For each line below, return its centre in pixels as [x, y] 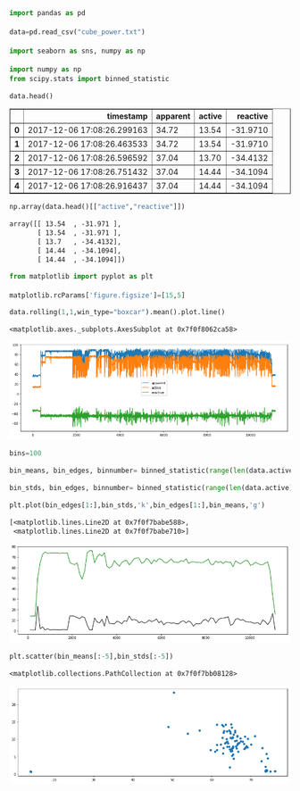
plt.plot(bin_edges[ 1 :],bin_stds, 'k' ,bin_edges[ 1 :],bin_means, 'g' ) [137, 505]
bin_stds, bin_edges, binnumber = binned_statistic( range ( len [125, 487]
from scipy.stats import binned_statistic [89, 79]
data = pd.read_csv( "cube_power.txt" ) [77, 32]
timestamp [127, 116]
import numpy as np [46, 70]
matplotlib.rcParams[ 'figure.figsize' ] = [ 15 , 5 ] [97, 295]
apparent [173, 116]
